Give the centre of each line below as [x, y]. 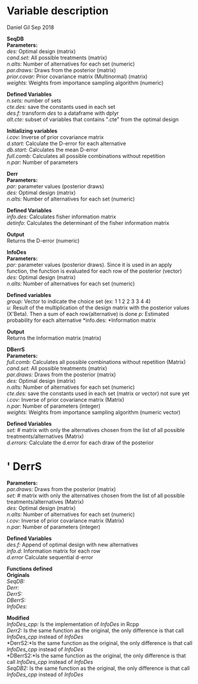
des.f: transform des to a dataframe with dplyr [63, 113]
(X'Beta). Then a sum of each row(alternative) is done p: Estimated [88, 314]
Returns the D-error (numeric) [43, 240]
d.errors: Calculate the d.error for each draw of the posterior [80, 443]
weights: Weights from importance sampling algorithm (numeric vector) [94, 412]
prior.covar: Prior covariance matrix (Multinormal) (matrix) [77, 76]
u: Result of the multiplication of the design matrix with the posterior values [98, 307]
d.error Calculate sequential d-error [50, 557]
